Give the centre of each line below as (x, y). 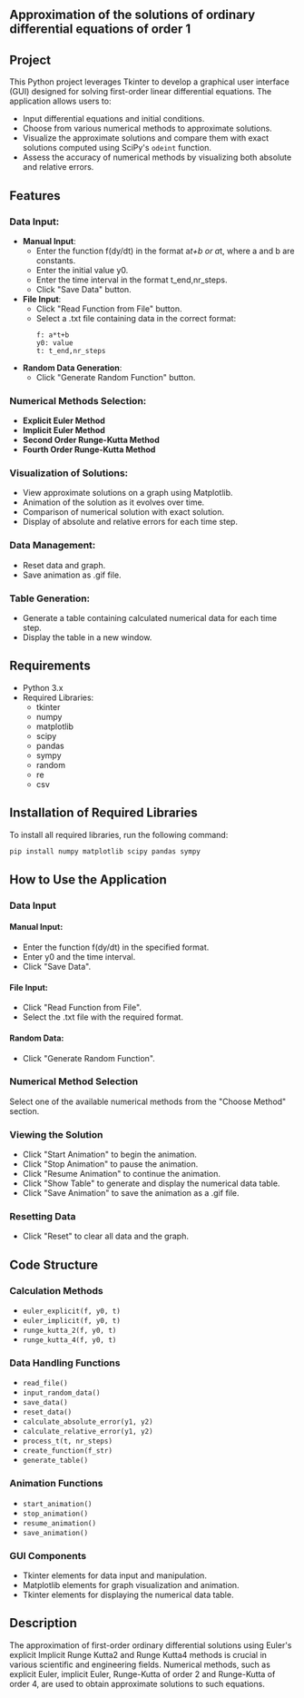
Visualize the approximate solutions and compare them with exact (146, 138)
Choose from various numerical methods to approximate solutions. (147, 128)
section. (25, 1111)
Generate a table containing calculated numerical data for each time (150, 618)
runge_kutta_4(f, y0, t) (69, 1340)
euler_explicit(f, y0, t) (71, 1311)
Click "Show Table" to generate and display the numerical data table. (151, 1183)
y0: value (55, 343)
